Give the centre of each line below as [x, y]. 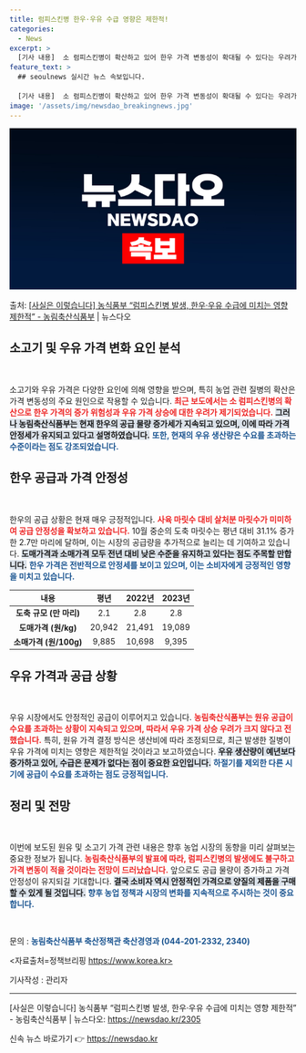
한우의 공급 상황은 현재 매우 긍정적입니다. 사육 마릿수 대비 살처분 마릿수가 [139, 519]
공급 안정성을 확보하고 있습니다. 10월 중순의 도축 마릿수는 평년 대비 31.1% [148, 531]
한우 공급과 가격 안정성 [69, 478]
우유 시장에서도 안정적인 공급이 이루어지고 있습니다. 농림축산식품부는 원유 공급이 [151, 717]
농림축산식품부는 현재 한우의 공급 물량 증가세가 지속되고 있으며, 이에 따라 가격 [154, 423]
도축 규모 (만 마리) [48, 613]
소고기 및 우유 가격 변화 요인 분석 [95, 348]
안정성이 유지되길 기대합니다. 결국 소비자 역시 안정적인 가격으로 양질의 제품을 [144, 881]
